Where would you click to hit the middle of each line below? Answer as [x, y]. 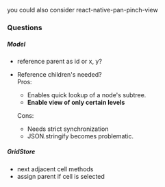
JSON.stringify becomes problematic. [80, 136]
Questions [25, 27]
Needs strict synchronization [68, 129]
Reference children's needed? [59, 74]
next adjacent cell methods [55, 169]
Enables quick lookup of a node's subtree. [87, 95]
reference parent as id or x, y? [60, 61]
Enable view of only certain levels [76, 102]
